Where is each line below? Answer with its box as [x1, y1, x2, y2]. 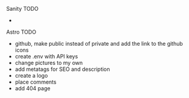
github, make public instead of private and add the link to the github [14, 40, 184, 47]
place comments [14, 78, 57, 85]
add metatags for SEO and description [14, 66, 110, 73]
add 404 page [14, 85, 51, 92]
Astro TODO [6, 28, 37, 35]
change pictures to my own [14, 60, 83, 66]
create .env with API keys [14, 53, 78, 60]
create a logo [14, 72, 48, 79]
